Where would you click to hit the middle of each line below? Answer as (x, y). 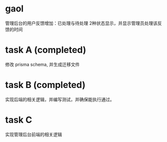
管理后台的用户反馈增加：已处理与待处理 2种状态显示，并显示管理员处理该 (82, 23)
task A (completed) (46, 50)
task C (19, 120)
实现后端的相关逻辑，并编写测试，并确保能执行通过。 (60, 99)
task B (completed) (45, 85)
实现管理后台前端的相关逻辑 (34, 134)
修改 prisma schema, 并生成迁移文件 (42, 64)
